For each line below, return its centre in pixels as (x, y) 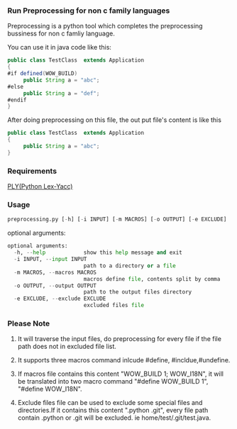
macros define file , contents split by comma (152, 279)
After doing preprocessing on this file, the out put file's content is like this (115, 120)
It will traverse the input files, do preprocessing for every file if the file (120, 339)
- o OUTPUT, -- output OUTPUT (55, 286)
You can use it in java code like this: (60, 48)
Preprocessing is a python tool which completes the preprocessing (105, 26)
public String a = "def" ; (61, 93)
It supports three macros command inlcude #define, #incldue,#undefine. (124, 360)
